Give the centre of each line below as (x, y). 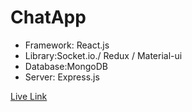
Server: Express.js (62, 77)
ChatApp (48, 17)
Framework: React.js (67, 45)
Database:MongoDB (66, 66)
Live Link (29, 96)
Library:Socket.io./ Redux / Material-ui (103, 55)
